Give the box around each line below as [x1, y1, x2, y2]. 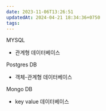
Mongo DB [6, 86, 33, 93]
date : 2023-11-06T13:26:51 [6, 8, 74, 15]
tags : [6, 20, 20, 26]
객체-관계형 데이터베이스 [14, 74, 72, 81]
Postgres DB [6, 61, 37, 68]
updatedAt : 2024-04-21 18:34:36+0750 [6, 14, 101, 21]
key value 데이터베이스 [14, 98, 69, 106]
